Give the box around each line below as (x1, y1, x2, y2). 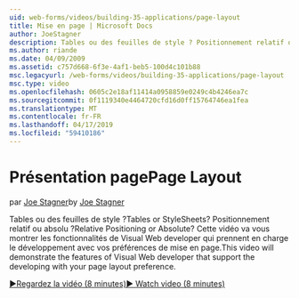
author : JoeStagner (9, 29, 82, 38)
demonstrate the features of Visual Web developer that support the (9, 251, 255, 262)
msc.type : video (9, 79, 69, 88)
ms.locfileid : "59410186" (9, 129, 105, 138)
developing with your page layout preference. (9, 261, 176, 271)
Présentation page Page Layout (9, 167, 242, 188)
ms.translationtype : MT (9, 104, 98, 113)
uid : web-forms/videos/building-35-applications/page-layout (9, 12, 241, 22)
